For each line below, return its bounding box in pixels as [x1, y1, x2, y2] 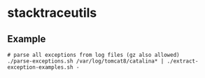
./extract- [167, 58, 199, 65]
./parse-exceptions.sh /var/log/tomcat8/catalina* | [7, 58, 164, 65]
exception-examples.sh [7, 64, 73, 71]
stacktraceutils [7, 5, 97, 21]
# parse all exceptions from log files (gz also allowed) [7, 51, 180, 58]
